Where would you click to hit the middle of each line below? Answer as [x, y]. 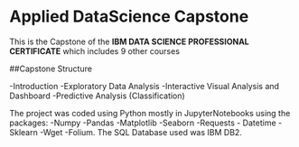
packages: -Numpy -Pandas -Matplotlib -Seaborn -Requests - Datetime [143, 123]
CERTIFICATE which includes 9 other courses [95, 51]
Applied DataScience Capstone [129, 17]
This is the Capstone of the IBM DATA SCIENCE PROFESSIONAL [130, 41]
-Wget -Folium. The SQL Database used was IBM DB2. [140, 132]
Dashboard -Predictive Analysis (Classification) [97, 96]
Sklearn [23, 132]
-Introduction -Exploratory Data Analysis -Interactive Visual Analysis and [145, 86]
